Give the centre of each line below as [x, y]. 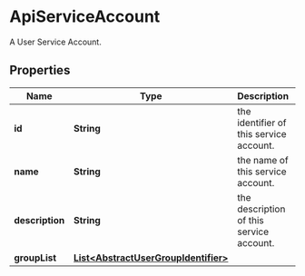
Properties [40, 70]
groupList [35, 258]
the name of [263, 160]
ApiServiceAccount [85, 17]
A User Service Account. [55, 42]
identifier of [262, 123]
